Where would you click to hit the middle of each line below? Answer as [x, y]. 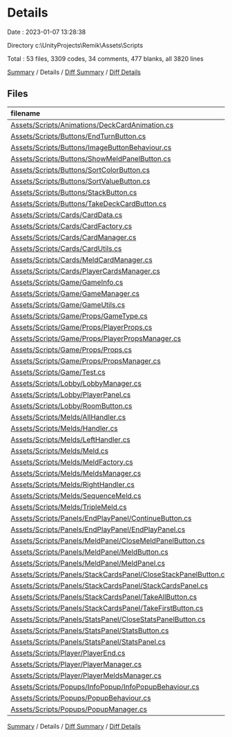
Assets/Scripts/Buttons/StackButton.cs [74, 192]
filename [26, 113]
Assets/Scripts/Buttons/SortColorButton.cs [80, 169]
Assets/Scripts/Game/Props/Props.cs [71, 349]
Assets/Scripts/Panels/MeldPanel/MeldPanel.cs [88, 563]
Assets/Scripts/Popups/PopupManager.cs [79, 709]
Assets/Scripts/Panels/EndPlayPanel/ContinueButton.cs [101, 518]
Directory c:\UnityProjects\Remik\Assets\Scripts [75, 45]
